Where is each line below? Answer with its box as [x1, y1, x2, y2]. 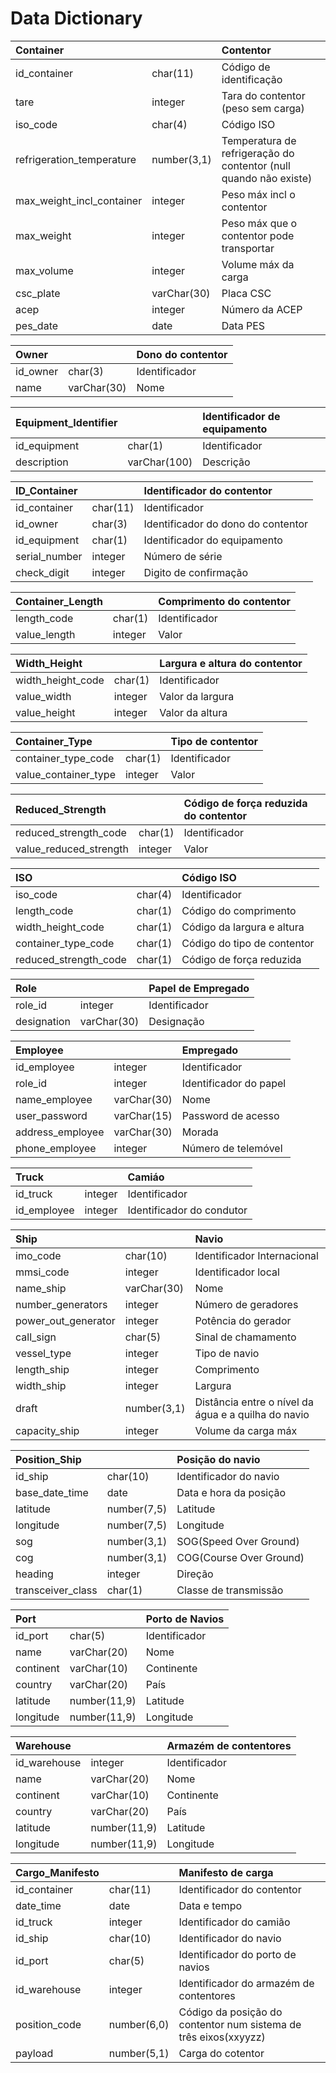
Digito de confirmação [143, 565, 249, 579]
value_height [15, 705, 76, 719]
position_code [15, 2017, 82, 2031]
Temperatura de [221, 133, 297, 147]
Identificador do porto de [178, 1947, 297, 1961]
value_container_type [15, 767, 116, 781]
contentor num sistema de [178, 2017, 302, 2031]
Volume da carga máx [194, 1423, 298, 1437]
